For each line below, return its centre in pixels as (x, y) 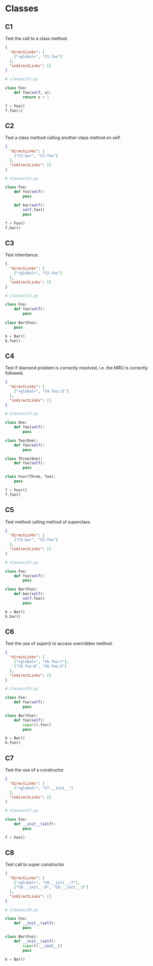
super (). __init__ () (43, 946)
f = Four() (16, 490)
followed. (14, 373)
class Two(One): (22, 441)
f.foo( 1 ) (14, 110)
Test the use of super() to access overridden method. (59, 643)
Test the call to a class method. (37, 38)
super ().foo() (37, 725)
